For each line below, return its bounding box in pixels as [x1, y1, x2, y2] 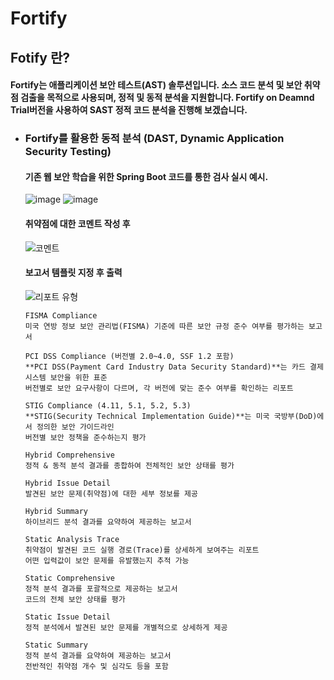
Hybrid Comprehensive [24, 450, 115, 460]
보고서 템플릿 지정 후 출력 [24, 267, 123, 279]
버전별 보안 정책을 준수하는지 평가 [24, 432, 147, 442]
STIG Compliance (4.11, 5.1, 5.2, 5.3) [24, 400, 192, 411]
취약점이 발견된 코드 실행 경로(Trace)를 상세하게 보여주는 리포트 [24, 545, 260, 555]
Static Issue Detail [24, 612, 111, 622]
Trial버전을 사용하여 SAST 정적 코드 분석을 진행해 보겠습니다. [10, 104, 248, 116]
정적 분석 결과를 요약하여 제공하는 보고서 [24, 650, 172, 661]
